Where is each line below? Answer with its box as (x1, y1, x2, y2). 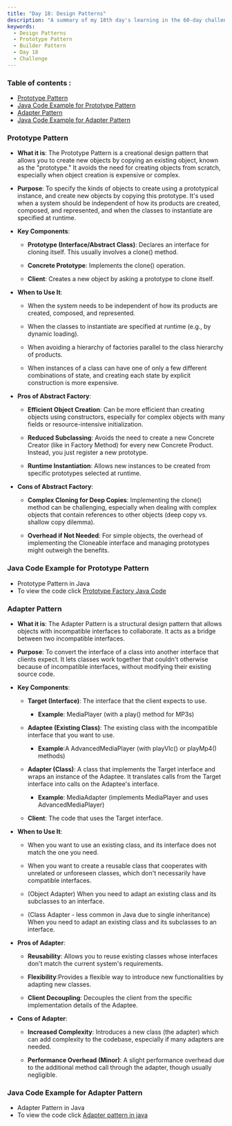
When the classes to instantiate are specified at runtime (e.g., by (27, 323, 211, 331)
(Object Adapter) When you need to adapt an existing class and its (27, 889, 217, 897)
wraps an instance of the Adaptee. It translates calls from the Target (27, 772, 222, 780)
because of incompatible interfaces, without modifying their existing (17, 662, 212, 670)
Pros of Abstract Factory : (17, 392, 92, 400)
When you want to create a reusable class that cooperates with (27, 861, 207, 870)
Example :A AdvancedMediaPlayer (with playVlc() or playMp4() (37, 744, 217, 752)
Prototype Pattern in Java (17, 579, 90, 587)
